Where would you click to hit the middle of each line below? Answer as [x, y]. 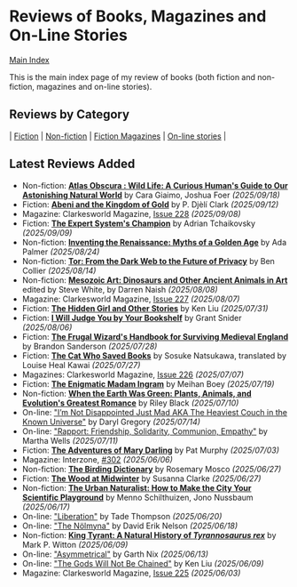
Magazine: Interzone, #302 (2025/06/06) [97, 459]
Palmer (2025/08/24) [61, 252]
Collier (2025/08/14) [59, 270]
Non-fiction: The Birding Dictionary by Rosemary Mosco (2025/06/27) [152, 469]
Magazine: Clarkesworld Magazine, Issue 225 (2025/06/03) [131, 573]
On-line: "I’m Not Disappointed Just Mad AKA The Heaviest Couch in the [155, 412]
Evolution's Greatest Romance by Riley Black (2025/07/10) [130, 403]
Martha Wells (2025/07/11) [70, 440]
